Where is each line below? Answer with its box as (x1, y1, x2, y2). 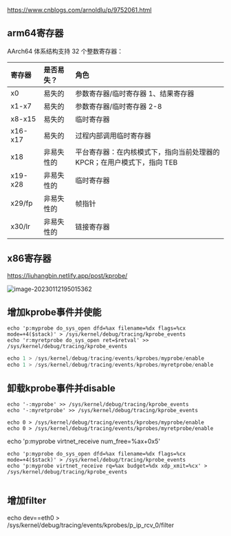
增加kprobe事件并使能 (7, 306, 102, 319)
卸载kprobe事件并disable (7, 382, 115, 394)
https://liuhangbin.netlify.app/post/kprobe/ (7, 271, 128, 279)
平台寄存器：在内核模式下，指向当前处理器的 (75, 147, 220, 157)
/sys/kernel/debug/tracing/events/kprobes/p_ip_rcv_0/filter (7, 521, 174, 529)
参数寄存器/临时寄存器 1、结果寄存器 (75, 89, 195, 98)
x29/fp (10, 198, 33, 208)
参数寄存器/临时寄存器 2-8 (75, 101, 162, 111)
